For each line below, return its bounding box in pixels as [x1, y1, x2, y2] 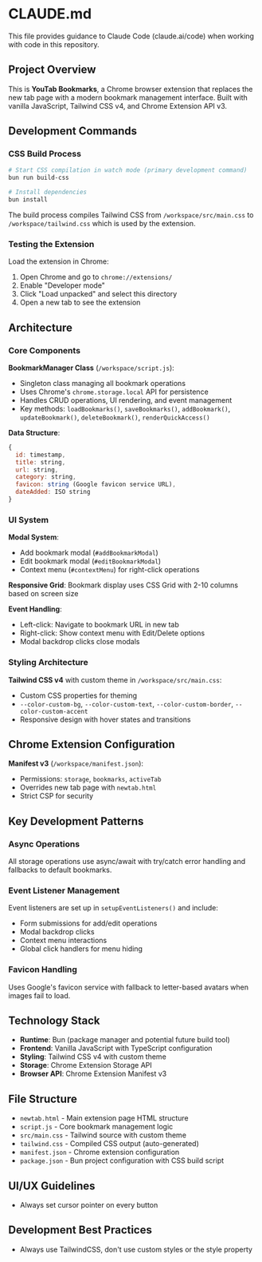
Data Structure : [8, 428, 61, 437]
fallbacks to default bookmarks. [8, 865, 112, 875]
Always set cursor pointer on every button [19, 1200, 158, 1210]
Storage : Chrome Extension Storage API [19, 1061, 153, 1070]
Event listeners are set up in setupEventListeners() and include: [8, 903, 219, 913]
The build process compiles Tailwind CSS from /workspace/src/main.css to [8, 209, 254, 220]
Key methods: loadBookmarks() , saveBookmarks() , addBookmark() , [19, 404, 231, 413]
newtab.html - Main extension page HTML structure [19, 1113, 189, 1123]
